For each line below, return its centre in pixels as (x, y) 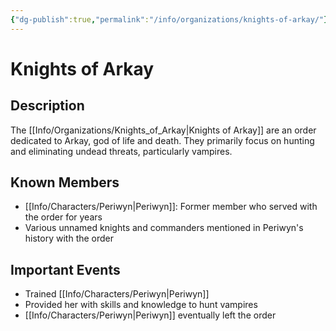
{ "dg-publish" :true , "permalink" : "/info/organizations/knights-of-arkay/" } (169, 19)
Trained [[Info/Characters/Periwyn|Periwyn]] (117, 294)
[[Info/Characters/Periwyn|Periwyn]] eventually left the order (150, 315)
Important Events (65, 269)
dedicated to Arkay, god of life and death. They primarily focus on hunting (162, 140)
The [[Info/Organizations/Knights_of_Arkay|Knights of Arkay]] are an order (163, 130)
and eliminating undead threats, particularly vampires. (121, 151)
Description (47, 106)
